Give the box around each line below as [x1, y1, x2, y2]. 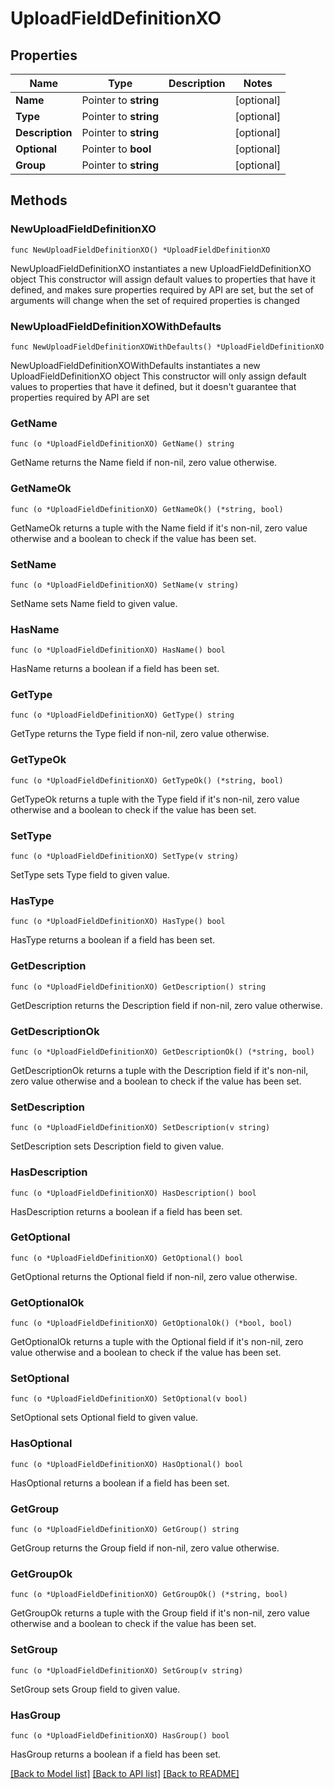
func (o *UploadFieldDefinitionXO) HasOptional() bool [10, 1459, 244, 1469]
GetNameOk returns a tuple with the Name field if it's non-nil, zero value [10, 522, 308, 534]
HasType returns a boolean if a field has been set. [10, 934, 216, 946]
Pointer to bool [81, 142, 152, 156]
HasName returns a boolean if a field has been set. [10, 663, 220, 675]
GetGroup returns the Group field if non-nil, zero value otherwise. [10, 1542, 280, 1554]
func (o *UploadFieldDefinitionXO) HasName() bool [10, 645, 226, 656]
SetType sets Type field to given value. [10, 869, 170, 881]
